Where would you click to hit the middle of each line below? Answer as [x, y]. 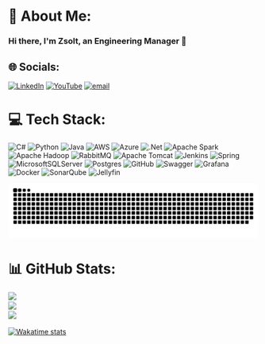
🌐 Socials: [34, 67]
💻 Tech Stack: [57, 120]
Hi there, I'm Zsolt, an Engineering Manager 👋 [98, 41]
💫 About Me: [50, 16]
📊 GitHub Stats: [62, 269]
